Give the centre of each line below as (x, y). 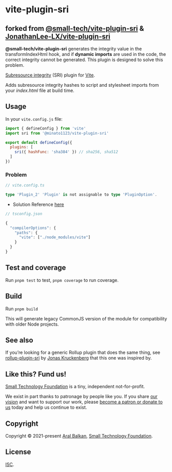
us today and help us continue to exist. (46, 407)
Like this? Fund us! (36, 374)
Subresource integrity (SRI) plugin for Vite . (50, 75)
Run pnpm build (22, 309)
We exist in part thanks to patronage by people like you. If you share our (81, 397)
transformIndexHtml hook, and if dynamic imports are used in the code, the (86, 54)
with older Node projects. (32, 324)
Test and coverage (36, 268)
